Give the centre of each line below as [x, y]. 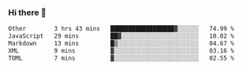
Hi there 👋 [28, 13]
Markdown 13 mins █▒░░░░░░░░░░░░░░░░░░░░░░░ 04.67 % [121, 44]
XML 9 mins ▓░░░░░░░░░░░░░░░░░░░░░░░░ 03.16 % [121, 50]
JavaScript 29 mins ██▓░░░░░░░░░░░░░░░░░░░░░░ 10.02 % [121, 36]
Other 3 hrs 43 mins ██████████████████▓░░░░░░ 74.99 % [121, 29]
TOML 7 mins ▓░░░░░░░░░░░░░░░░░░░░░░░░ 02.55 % [121, 58]
